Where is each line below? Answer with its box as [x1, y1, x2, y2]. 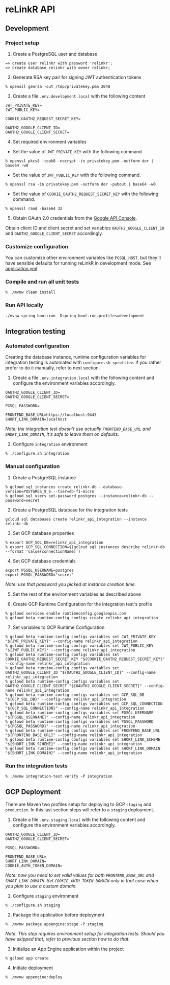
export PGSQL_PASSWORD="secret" [5, 572, 74, 577]
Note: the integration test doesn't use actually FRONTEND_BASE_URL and [5, 426, 151, 432]
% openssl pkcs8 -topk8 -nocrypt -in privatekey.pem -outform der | [5, 158, 154, 163]
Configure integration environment [12, 441, 88, 448]
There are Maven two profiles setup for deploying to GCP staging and [5, 801, 152, 807]
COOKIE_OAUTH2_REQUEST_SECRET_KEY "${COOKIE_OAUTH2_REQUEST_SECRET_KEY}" [5, 656, 165, 662]
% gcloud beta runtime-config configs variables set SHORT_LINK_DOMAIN [5, 746, 160, 751]
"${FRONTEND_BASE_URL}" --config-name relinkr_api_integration [5, 732, 143, 738]
